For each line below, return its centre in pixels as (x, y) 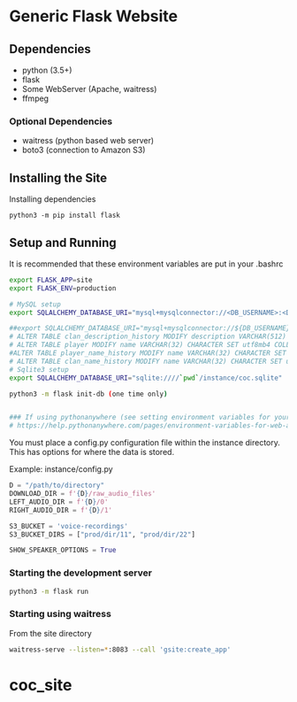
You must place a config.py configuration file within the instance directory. (145, 443)
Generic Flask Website (94, 16)
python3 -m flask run (49, 591)
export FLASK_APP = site (51, 280)
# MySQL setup (35, 304)
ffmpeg (35, 98)
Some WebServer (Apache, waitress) (89, 89)
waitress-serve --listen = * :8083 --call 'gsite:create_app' (120, 649)
